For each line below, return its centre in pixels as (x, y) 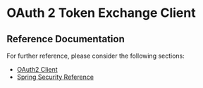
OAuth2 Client (37, 69)
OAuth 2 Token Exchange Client (101, 13)
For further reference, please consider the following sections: (96, 56)
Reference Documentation (66, 39)
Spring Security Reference (55, 77)
